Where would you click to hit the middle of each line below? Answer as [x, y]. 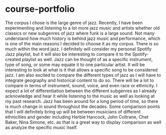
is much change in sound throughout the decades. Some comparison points [83, 106]
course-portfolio [40, 9]
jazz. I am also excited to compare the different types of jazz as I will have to [83, 75]
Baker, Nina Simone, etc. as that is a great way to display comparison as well [83, 122]
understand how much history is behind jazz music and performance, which [83, 38]
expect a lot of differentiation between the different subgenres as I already [81, 91]
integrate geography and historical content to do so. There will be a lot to [80, 80]
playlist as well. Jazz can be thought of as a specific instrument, [87, 59]
